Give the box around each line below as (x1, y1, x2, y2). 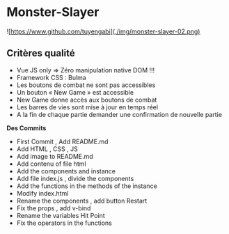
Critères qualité (6, 47, 76, 59)
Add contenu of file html (16, 159, 86, 168)
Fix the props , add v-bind (16, 203, 91, 212)
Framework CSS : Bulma (16, 73, 86, 81)
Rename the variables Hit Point (16, 211, 105, 219)
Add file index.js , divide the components (16, 174, 134, 182)
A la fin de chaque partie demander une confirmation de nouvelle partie (16, 110, 222, 118)
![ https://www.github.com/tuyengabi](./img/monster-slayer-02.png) (6, 27, 200, 36)
